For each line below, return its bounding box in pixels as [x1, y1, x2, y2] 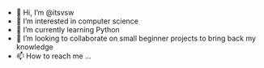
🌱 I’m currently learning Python [15, 25, 120, 34]
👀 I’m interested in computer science [15, 16, 139, 26]
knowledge [15, 42, 54, 52]
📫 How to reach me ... [15, 51, 92, 61]
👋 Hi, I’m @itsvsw [15, 8, 75, 17]
